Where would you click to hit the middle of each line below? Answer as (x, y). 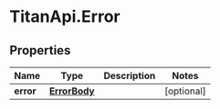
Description (130, 76)
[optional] (185, 91)
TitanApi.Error (65, 17)
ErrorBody (72, 91)
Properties (40, 50)
